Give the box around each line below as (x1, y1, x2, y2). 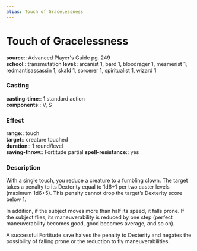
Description (6, 164, 41, 172)
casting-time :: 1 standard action (6, 95, 85, 102)
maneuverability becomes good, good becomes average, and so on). (6, 220, 175, 227)
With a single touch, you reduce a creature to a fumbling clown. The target (6, 177, 188, 184)
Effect (6, 116, 24, 124)
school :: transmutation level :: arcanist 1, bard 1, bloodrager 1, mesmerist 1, (6, 60, 188, 67)
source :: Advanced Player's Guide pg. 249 (6, 54, 111, 61)
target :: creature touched (6, 136, 68, 143)
